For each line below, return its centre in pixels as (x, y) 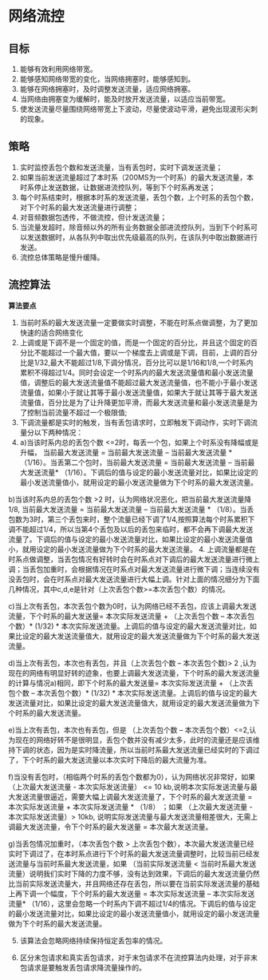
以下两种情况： (59, 432)
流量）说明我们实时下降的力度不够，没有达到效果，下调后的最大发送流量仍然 (134, 873)
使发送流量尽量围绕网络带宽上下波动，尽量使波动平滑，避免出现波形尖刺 (138, 109)
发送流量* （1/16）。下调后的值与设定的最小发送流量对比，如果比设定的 (142, 472)
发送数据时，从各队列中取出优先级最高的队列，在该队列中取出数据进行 (142, 237)
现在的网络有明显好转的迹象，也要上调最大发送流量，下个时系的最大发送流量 (134, 673)
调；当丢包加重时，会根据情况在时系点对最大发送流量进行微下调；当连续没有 (134, 569)
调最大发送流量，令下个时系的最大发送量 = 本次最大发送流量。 (110, 827)
